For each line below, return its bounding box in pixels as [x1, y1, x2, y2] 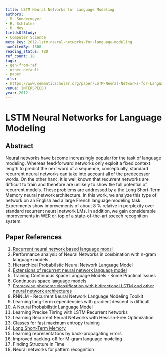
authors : [5, 12, 24, 17]
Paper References [5, 233, 62, 241]
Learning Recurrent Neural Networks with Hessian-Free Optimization [12, 315, 154, 321]
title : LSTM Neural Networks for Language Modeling [5, 7, 114, 12]
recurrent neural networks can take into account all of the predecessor [5, 171, 150, 177]
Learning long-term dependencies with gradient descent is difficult [12, 299, 150, 305]
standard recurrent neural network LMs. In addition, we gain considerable [5, 208, 156, 214]
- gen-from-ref [5, 63, 37, 68]
